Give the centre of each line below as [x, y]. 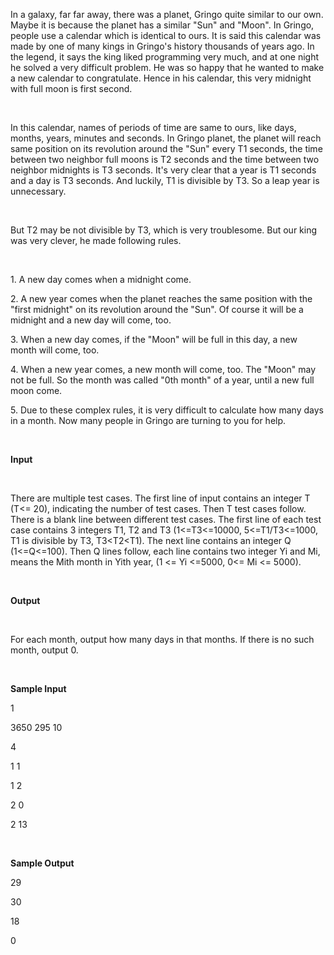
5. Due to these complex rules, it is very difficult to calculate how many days [167, 410]
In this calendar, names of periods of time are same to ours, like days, [153, 127]
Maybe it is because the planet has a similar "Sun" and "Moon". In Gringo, [162, 25]
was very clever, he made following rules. [96, 240]
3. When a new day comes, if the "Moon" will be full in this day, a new [154, 339]
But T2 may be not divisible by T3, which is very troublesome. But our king [164, 230]
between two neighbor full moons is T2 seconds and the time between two [165, 159]
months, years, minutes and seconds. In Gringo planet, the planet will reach [166, 138]
